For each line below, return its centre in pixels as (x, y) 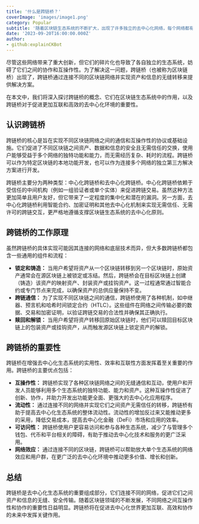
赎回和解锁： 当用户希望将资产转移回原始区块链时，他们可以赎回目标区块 (104, 320)
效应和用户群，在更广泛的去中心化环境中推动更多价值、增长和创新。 (98, 457)
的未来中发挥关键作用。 (35, 515)
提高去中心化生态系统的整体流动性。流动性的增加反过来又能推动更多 (108, 413)
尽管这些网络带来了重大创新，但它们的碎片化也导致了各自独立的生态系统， (97, 62)
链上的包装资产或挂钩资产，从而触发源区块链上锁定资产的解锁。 (92, 327)
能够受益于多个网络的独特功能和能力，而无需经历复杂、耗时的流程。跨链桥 (102, 155)
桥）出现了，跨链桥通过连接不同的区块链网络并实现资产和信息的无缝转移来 (97, 77)
